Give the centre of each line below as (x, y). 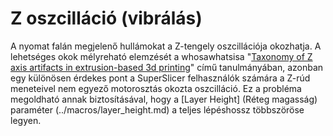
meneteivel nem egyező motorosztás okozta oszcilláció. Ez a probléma (156, 88)
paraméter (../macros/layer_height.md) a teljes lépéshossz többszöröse (157, 109)
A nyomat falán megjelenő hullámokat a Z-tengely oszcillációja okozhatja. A (166, 46)
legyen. (26, 120)
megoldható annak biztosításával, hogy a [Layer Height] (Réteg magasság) (164, 99)
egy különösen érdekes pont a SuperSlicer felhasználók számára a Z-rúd (160, 78)
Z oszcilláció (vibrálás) (106, 18)
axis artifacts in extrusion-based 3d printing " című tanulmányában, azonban (167, 67)
